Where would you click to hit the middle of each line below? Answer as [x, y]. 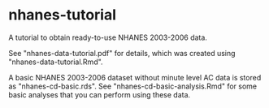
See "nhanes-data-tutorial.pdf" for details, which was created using [122, 53]
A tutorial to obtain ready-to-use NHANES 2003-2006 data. [108, 37]
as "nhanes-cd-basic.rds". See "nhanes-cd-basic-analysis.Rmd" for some [133, 86]
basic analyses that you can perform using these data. [100, 94]
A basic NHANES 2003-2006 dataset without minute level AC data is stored [135, 77]
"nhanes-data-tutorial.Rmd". [56, 62]
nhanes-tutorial [62, 15]
